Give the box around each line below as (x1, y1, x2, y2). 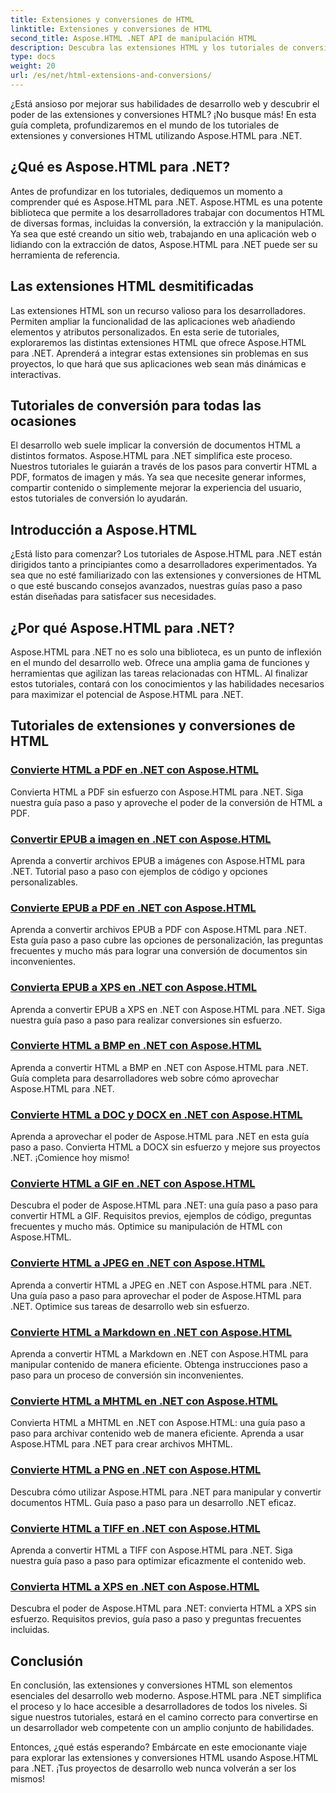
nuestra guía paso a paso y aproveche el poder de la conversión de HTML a (10, 796, 323, 808)
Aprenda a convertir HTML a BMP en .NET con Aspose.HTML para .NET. (10, 1061, 309, 1073)
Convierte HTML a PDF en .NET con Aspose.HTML (10, 763, 259, 777)
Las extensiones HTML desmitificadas (10, 278, 255, 295)
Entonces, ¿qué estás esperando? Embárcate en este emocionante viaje (10, 1741, 308, 1753)
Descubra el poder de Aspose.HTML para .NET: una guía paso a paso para (10, 1199, 318, 1211)
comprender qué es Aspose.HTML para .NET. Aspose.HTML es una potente (10, 196, 323, 208)
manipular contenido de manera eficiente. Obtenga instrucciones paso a (10, 1359, 308, 1370)
